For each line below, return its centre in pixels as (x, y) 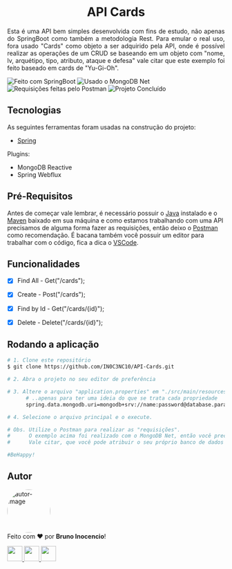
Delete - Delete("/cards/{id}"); (60, 322)
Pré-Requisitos (40, 197)
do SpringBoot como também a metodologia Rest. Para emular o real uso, (116, 38)
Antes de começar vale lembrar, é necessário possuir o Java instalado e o (112, 213)
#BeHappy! (21, 455)
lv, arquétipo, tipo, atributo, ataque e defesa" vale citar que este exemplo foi (116, 60)
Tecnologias (34, 110)
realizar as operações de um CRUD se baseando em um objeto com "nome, (116, 53)
